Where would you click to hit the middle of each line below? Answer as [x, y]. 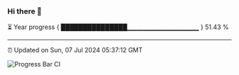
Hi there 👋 [25, 11]
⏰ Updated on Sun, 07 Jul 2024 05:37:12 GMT [75, 50]
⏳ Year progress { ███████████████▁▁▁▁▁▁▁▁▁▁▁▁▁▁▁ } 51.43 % [118, 27]
